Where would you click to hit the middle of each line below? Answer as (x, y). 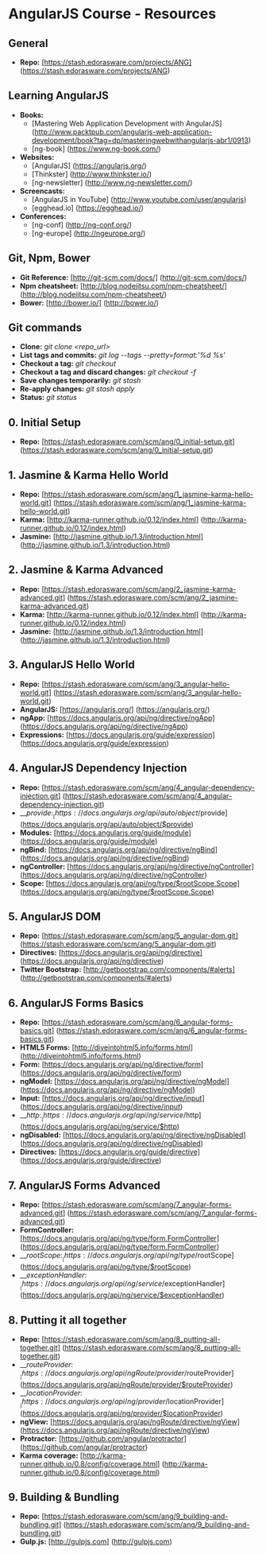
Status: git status (48, 398)
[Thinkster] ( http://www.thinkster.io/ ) (92, 174)
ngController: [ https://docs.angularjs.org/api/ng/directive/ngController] (137, 866)
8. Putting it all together (67, 1320)
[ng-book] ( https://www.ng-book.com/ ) (96, 149)
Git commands (45, 328)
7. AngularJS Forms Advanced (84, 1185)
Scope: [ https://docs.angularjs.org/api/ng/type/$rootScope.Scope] (130, 883)
